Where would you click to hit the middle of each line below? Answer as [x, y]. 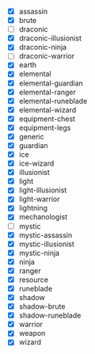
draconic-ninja [43, 48]
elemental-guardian [51, 83]
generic [31, 136]
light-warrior [39, 199]
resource [34, 280]
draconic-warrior [47, 56]
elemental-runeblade [53, 101]
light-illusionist [43, 190]
